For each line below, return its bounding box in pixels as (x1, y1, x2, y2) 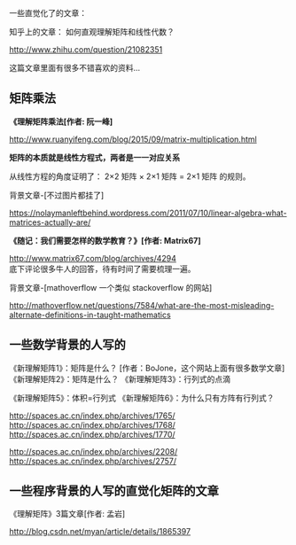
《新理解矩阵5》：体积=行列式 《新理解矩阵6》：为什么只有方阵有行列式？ (9, 393, 275, 403)
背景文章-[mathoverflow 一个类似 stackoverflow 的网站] (9, 282, 213, 292)
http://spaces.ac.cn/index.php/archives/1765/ (9, 410, 175, 421)
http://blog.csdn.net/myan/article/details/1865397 (9, 526, 191, 537)
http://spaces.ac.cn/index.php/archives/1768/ (9, 419, 175, 430)
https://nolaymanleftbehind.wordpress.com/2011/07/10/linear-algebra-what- (9, 207, 287, 218)
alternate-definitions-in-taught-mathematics (9, 309, 171, 320)
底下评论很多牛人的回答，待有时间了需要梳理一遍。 (9, 263, 196, 274)
